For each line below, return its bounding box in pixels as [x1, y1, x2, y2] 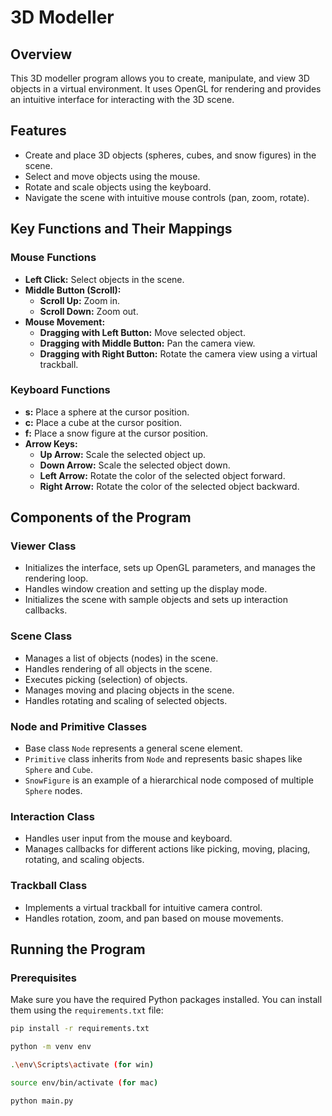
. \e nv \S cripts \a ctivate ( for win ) [10, 1060, 155, 1070]
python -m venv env [10, 1042, 92, 1052]
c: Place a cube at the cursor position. [24, 416, 182, 428]
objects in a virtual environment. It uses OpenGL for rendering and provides [10, 83, 322, 95]
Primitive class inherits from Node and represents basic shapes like [24, 753, 303, 765]
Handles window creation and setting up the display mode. [24, 583, 268, 595]
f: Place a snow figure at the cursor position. [24, 427, 209, 439]
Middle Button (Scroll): [24, 284, 122, 296]
